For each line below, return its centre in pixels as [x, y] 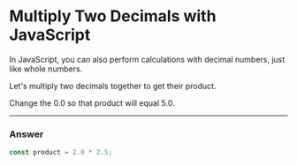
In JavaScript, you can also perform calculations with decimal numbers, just [147, 59]
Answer [27, 134]
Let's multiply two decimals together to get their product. [113, 86]
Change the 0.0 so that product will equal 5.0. [92, 102]
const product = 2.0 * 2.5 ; [61, 153]
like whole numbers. [46, 69]
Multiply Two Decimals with [113, 16]
